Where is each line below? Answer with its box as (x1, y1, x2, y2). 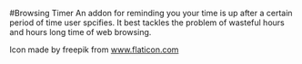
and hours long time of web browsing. (9, 27, 152, 37)
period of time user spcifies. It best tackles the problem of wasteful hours (9, 17, 285, 28)
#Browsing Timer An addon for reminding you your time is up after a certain (9, 8, 293, 18)
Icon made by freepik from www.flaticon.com (9, 44, 179, 55)
